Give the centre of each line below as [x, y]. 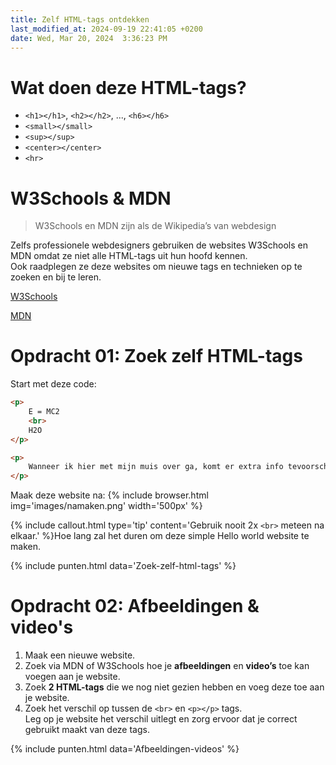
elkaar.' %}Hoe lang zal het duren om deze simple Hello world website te [160, 536]
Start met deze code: [53, 384]
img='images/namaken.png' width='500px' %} [106, 506]
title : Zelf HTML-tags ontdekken [80, 19]
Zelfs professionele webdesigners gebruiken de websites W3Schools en [159, 245]
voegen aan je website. [72, 677]
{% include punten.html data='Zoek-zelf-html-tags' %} [123, 566]
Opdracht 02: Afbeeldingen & [135, 606]
